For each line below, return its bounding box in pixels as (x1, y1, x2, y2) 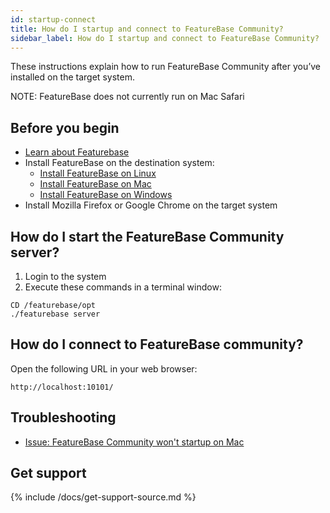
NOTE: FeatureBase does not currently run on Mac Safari (10, 91, 245, 103)
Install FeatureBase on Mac (39, 178, 152, 190)
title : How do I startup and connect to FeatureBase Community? (10, 24, 284, 34)
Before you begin (10, 119, 120, 136)
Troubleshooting (10, 409, 117, 426)
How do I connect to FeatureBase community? (10, 336, 304, 353)
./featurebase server (10, 309, 101, 319)
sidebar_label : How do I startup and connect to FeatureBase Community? (10, 33, 320, 43)
